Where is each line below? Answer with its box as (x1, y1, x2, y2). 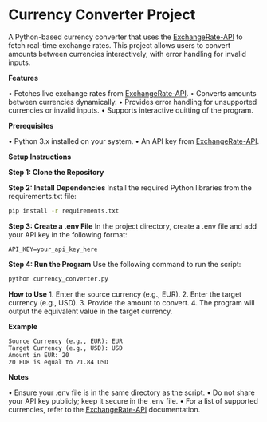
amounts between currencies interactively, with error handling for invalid (8, 49, 247, 58)
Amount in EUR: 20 (8, 351, 69, 359)
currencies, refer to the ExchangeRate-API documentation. (8, 404, 201, 414)
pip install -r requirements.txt (8, 206, 120, 215)
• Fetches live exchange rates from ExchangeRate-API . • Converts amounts (8, 88, 257, 98)
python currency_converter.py (8, 274, 109, 283)
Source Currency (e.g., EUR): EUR (8, 337, 124, 345)
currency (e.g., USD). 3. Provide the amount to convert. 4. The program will (8, 297, 255, 307)
